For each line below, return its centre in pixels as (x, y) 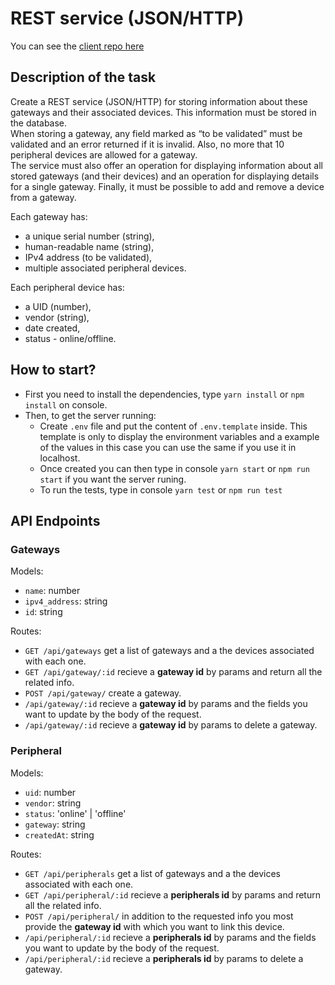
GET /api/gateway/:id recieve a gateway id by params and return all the (173, 672)
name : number (52, 591)
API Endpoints (55, 520)
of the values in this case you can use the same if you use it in (168, 447)
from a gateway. (43, 197)
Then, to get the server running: (90, 415)
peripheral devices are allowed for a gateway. (104, 154)
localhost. (60, 458)
